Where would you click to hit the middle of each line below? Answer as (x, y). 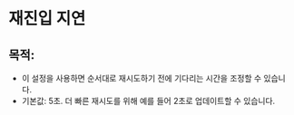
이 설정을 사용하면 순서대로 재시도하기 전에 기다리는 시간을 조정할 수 (142, 78)
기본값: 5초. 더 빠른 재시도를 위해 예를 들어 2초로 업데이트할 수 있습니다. (148, 101)
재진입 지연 (47, 19)
